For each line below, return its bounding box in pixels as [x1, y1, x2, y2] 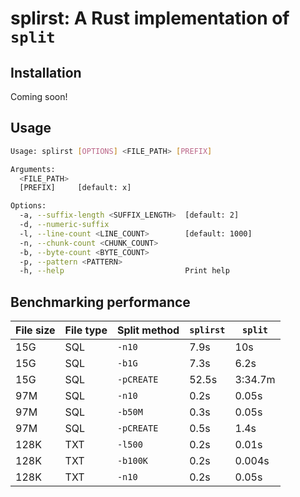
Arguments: [10, 164, 56, 174]
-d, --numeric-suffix [19, 220, 110, 230]
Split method [116, 323, 180, 337]
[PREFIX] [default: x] [19, 183, 132, 193]
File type [64, 323, 108, 337]
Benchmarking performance [10, 293, 191, 311]
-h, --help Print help [19, 266, 230, 276]
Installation [10, 64, 82, 81]
